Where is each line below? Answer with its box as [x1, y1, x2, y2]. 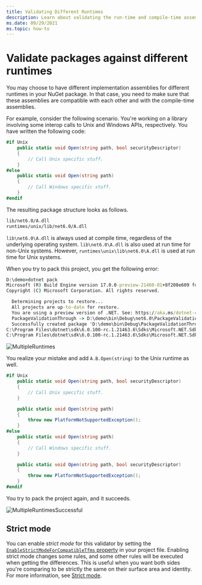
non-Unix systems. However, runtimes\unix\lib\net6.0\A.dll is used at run [6, 247, 195, 254]
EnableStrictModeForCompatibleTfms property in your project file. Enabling [6, 546, 189, 553]
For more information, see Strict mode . [6, 572, 102, 579]
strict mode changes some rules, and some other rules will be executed [6, 553, 183, 560]
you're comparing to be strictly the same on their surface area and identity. [6, 565, 192, 572]
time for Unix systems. [6, 253, 62, 260]
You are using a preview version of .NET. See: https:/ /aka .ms [11, 310, 173, 316]
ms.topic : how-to [6, 25, 50, 32]
